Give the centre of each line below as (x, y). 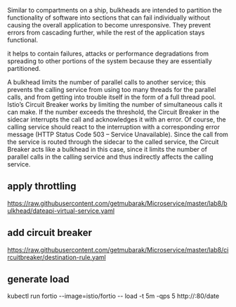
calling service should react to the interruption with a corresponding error (113, 127)
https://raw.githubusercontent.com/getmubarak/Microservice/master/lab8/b (117, 203)
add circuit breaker (50, 233)
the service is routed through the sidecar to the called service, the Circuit (113, 142)
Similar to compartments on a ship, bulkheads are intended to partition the (115, 10)
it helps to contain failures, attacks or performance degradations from (108, 53)
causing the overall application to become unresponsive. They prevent (109, 25)
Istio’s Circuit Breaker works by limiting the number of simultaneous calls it (115, 104)
